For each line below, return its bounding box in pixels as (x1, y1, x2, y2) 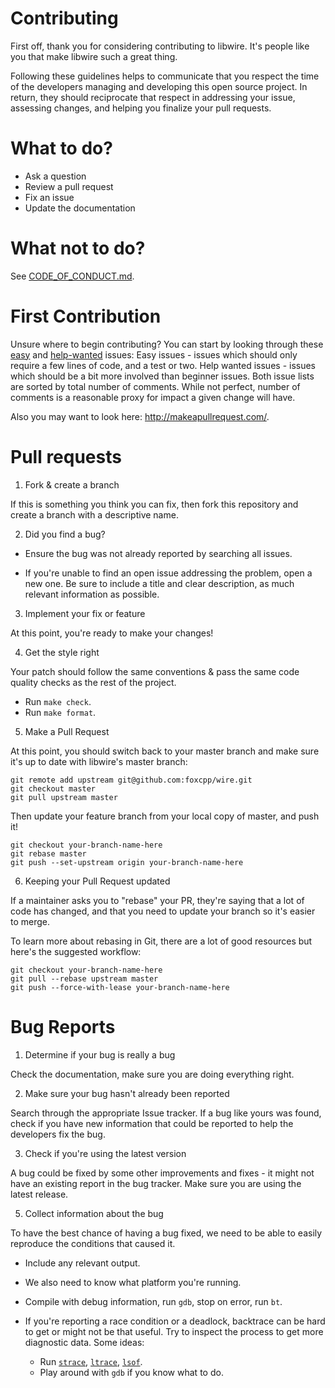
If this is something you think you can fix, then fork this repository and (10, 498, 299, 510)
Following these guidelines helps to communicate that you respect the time (10, 70, 320, 82)
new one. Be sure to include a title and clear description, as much (24, 577, 295, 589)
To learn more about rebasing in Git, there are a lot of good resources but (10, 935, 313, 947)
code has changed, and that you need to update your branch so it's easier (10, 905, 316, 917)
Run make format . (24, 706, 97, 718)
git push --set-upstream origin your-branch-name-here (10, 857, 244, 867)
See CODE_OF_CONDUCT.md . (10, 270, 135, 282)
